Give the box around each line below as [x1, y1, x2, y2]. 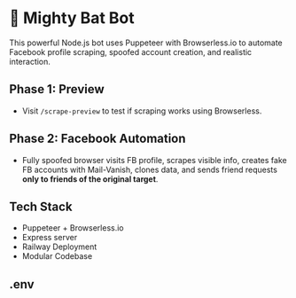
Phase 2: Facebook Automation [9, 131, 186, 146]
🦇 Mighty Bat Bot [9, 8, 135, 28]
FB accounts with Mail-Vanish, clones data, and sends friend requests [21, 164, 277, 175]
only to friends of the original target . [21, 173, 159, 184]
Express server [21, 232, 78, 243]
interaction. [9, 56, 51, 67]
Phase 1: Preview [9, 82, 105, 97]
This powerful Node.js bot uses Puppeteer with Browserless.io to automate [9, 37, 284, 48]
